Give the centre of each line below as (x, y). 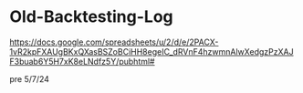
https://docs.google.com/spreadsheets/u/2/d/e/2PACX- (114, 42)
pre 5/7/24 (30, 78)
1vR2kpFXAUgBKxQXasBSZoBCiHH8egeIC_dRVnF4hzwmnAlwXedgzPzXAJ (151, 51)
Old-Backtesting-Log (91, 17)
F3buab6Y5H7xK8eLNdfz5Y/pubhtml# (82, 61)
